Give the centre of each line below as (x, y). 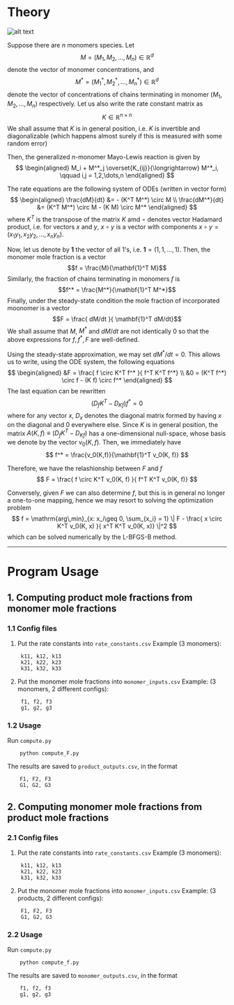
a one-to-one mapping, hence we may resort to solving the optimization (110, 500)
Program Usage (53, 572)
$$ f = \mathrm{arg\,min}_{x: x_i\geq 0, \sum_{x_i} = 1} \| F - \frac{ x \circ (117, 519)
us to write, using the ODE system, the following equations (91, 361)
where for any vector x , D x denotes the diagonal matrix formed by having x (114, 416)
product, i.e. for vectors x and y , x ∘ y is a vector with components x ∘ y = (113, 226)
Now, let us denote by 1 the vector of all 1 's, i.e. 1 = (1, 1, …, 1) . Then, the (109, 250)
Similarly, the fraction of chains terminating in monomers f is (94, 279)
